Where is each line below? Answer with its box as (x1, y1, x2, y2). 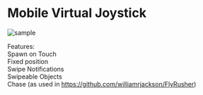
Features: (7, 42, 35, 50)
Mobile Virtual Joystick (7, 5, 147, 21)
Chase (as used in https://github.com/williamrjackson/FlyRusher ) (7, 79, 197, 88)
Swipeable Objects (7, 72, 62, 81)
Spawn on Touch (7, 50, 57, 58)
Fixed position (7, 57, 49, 65)
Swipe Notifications (7, 65, 65, 73)
